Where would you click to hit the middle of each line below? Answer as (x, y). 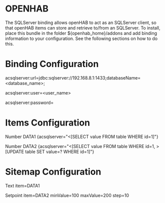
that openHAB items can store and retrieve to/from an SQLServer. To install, (83, 27)
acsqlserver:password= (29, 102)
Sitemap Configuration (53, 172)
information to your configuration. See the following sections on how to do (82, 38)
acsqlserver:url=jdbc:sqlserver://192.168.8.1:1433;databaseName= (73, 77)
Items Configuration (48, 123)
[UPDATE (15, 151)
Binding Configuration (52, 64)
